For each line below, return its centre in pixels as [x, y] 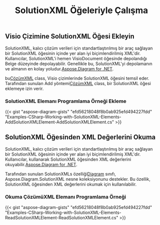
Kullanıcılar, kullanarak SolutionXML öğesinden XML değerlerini [68, 159]
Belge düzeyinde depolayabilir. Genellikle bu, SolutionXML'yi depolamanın [79, 64]
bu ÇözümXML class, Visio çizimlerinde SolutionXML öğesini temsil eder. [77, 78]
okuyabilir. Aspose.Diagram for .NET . [41, 164]
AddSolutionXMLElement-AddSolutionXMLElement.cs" [60, 122]
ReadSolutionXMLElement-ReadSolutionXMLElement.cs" [62, 218]
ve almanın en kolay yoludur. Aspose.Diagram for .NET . [59, 69]
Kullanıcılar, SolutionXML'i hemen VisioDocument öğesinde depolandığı [76, 58]
